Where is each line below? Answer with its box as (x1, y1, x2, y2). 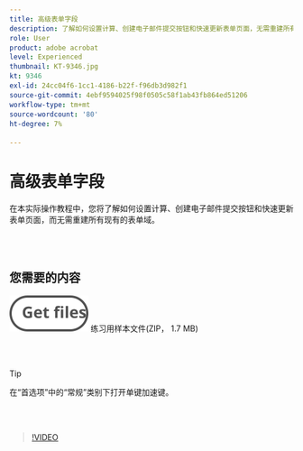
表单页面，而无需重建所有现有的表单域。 (9, 215, 160, 225)
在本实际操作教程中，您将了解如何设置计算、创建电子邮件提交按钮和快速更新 (9, 203, 294, 214)
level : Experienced (9, 52, 83, 62)
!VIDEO (31, 431, 59, 442)
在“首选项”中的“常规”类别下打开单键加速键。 (9, 386, 174, 397)
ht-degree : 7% (9, 119, 63, 128)
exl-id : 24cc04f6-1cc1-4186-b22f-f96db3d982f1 (9, 81, 188, 90)
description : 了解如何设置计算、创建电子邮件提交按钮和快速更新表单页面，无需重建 (9, 23, 284, 33)
